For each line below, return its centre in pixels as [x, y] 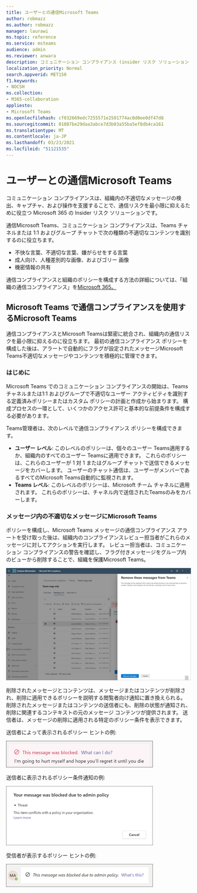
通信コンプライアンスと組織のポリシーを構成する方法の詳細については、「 [94, 279]
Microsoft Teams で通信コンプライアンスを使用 [92, 307]
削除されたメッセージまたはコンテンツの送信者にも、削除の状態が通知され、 [98, 705]
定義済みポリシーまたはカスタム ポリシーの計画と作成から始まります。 [96, 401]
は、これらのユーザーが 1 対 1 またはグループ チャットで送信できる [94, 462]
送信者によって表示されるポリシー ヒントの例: [61, 732]
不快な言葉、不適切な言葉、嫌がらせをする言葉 [71, 252]
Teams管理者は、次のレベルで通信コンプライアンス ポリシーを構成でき [92, 428]
